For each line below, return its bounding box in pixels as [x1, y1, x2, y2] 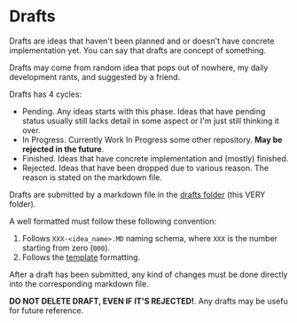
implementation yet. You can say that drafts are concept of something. [9, 44, 267, 55]
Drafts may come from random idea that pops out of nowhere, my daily [9, 62, 269, 73]
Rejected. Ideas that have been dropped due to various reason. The [21, 162, 269, 173]
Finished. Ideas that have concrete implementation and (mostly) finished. [21, 153, 289, 163]
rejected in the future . [21, 144, 105, 154]
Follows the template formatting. [21, 251, 141, 263]
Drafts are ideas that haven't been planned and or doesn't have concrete [9, 35, 275, 46]
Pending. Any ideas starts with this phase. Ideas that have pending [21, 106, 266, 116]
